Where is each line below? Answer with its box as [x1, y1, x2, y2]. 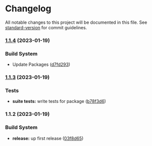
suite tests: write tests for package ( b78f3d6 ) [12, 98, 106, 104]
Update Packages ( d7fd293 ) [12, 61, 70, 67]
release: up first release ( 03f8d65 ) [12, 135, 84, 141]
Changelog [5, 3, 51, 14]
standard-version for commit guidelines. [5, 24, 87, 30]
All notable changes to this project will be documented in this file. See [5, 19, 148, 25]
